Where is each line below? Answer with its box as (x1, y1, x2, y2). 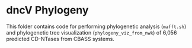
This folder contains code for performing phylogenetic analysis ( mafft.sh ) (6, 23, 187, 30)
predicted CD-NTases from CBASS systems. (6, 35, 114, 42)
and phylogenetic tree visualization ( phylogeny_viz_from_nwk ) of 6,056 (6, 29, 177, 36)
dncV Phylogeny (6, 4, 89, 17)
